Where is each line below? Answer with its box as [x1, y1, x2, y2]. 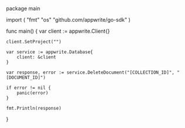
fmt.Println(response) [6, 105, 62, 111]
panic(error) [16, 90, 49, 96]
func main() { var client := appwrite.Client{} [6, 27, 110, 34]
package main [6, 5, 41, 12]
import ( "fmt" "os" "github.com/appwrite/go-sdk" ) [6, 16, 131, 23]
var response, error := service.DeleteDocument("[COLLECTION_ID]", [6, 70, 175, 75]
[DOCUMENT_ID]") [6, 75, 46, 81]
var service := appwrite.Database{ [6, 49, 93, 55]
